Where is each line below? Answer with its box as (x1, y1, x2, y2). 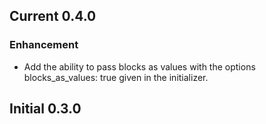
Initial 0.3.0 (9, 100, 82, 118)
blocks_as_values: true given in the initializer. (23, 71, 209, 83)
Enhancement (9, 38, 79, 52)
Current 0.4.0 (9, 8, 97, 25)
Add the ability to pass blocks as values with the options (23, 60, 256, 73)
